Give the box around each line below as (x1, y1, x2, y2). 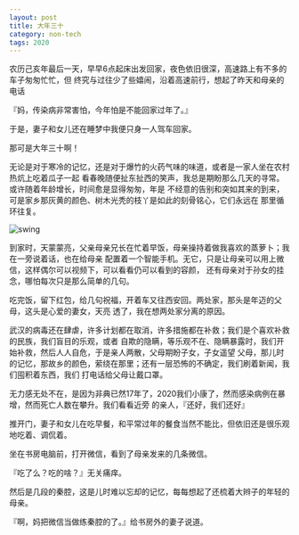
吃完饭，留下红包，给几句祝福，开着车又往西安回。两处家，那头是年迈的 (9, 295, 274, 306)
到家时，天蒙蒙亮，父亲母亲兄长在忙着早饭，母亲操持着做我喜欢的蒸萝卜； (9, 243, 282, 253)
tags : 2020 (9, 37, 50, 47)
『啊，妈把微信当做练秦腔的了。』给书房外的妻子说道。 (9, 516, 208, 527)
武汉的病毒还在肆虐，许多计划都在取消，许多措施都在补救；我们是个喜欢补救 (9, 325, 290, 335)
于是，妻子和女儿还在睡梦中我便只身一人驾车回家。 (9, 124, 197, 135)
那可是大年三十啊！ (9, 143, 80, 153)
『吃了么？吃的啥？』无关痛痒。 (9, 467, 126, 478)
